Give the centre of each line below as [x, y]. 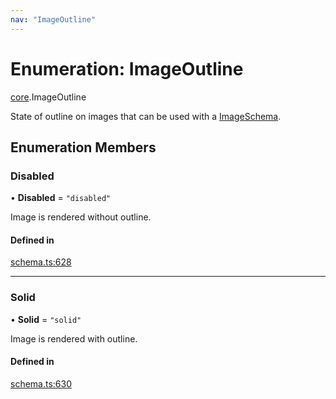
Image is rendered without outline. [81, 217]
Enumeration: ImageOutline [127, 68]
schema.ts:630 [41, 383]
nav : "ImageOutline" [53, 19]
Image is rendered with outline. [74, 338]
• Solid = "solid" [46, 319]
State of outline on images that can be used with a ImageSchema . [146, 116]
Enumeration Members [83, 147]
